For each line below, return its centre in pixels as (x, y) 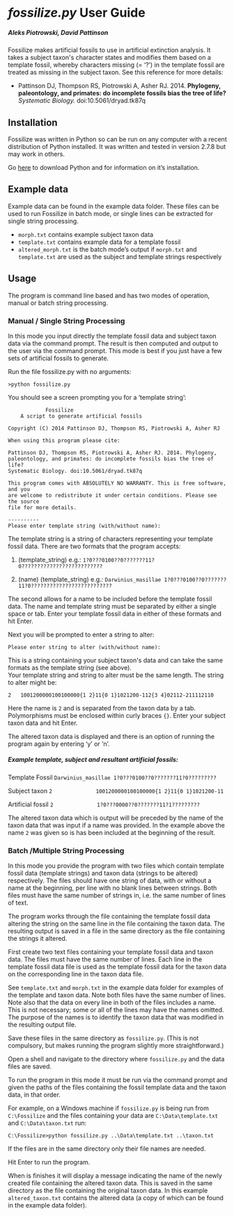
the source (24, 501)
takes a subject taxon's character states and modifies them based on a (110, 58)
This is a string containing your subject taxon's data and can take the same (116, 660)
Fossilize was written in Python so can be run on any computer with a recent (117, 139)
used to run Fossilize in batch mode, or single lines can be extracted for (110, 213)
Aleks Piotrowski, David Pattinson (58, 32)
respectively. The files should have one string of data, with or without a (110, 881)
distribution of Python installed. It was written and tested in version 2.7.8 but (117, 146)
